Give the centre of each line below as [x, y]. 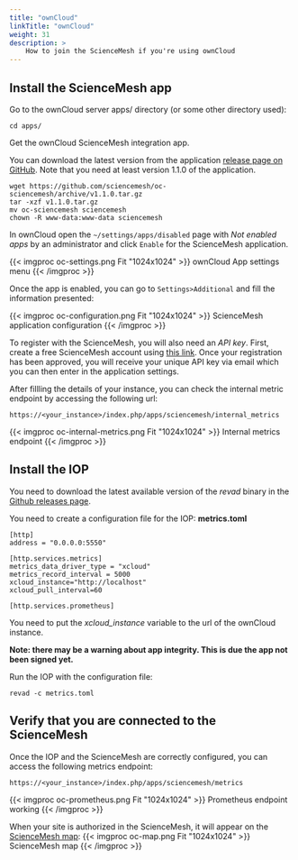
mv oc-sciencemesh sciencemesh [68, 210]
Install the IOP [50, 470]
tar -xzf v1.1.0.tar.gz [54, 202]
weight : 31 [30, 34]
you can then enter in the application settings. [95, 371]
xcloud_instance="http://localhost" [78, 582]
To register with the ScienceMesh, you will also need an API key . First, [139, 343]
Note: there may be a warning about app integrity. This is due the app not [149, 649]
